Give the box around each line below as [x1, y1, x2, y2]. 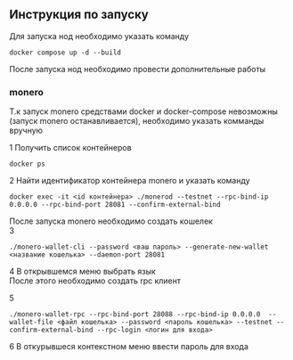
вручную [9, 125, 43, 136]
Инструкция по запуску [9, 7, 149, 22]
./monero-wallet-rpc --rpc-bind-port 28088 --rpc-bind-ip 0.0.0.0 [9, 310, 261, 319]
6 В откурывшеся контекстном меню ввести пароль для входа [9, 341, 249, 352]
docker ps [9, 160, 46, 168]
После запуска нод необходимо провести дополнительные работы [9, 63, 266, 74]
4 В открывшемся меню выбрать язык [9, 266, 156, 277]
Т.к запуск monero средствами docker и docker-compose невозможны [9, 106, 279, 117]
